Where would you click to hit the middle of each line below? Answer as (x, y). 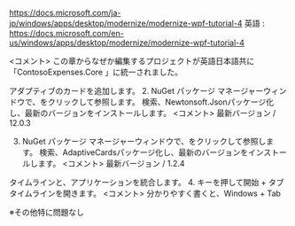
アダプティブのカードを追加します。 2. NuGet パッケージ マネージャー (136, 91)
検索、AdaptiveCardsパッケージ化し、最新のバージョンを (144, 152)
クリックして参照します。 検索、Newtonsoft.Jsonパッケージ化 (161, 102)
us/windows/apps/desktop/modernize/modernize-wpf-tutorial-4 (127, 43)
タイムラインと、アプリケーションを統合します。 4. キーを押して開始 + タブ (147, 182)
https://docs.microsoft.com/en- (66, 33)
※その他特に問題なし (47, 212)
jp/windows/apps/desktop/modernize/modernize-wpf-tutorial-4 (126, 23)
